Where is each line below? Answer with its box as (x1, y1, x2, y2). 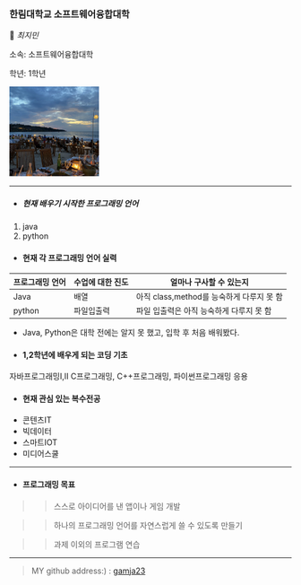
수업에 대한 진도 (73, 276, 129, 287)
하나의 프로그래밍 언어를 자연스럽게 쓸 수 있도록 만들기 (53, 520, 244, 530)
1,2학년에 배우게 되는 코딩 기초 (21, 349, 128, 360)
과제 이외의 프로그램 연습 (53, 538, 141, 549)
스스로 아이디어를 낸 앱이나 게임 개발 (53, 501, 181, 511)
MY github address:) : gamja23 (30, 565, 146, 576)
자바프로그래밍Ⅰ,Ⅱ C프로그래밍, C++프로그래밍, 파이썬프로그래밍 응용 (9, 371, 248, 382)
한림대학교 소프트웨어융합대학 (9, 7, 130, 20)
